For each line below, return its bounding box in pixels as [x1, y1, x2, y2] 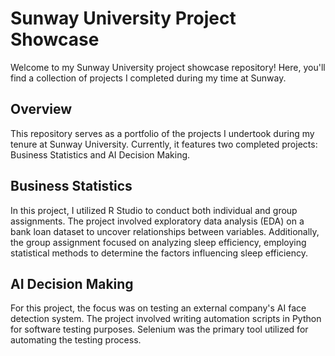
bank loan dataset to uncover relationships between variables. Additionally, [10, 225, 320, 237]
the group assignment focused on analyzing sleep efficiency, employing [10, 236, 307, 248]
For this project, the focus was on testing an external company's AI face [10, 302, 307, 314]
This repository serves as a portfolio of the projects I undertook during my [10, 127, 315, 139]
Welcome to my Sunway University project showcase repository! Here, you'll [10, 61, 326, 73]
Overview [10, 101, 73, 118]
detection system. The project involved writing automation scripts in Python [10, 313, 322, 325]
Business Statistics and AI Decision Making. [10, 148, 191, 161]
